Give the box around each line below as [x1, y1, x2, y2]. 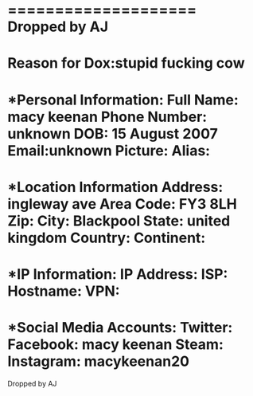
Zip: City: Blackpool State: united [7, 212, 231, 229]
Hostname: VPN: [7, 282, 120, 300]
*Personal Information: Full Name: [7, 91, 239, 108]
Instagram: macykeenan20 [7, 352, 190, 371]
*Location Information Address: [7, 178, 224, 196]
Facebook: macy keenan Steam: [7, 335, 224, 354]
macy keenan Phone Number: [7, 108, 208, 126]
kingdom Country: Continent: [7, 229, 206, 247]
